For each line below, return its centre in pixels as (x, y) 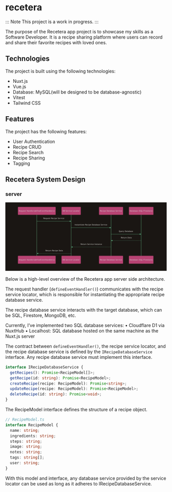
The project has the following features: (46, 131)
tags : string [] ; (27, 458)
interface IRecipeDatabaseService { (44, 367)
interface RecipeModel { (32, 425)
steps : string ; (26, 441)
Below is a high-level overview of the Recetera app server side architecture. (85, 279)
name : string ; (25, 430)
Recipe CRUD (27, 147)
